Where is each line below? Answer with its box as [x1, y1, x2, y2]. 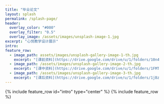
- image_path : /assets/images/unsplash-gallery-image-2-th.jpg [9, 62, 141, 66]
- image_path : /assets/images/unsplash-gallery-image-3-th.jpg [9, 71, 141, 76]
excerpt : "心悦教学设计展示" [5, 39, 59, 44]
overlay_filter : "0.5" [9, 30, 56, 35]
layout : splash [5, 12, 36, 17]
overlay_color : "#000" [9, 25, 56, 30]
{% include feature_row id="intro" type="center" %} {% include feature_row [5, 88, 159, 94]
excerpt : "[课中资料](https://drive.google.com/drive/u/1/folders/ [14, 66, 151, 71]
